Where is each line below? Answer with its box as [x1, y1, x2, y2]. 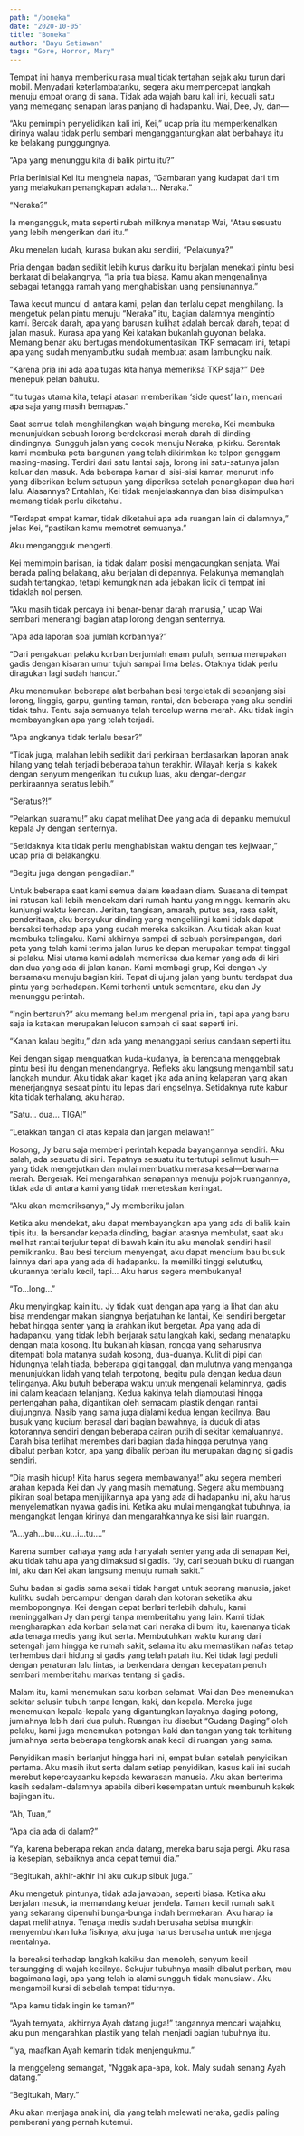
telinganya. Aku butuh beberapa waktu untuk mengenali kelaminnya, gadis [9, 1378, 287, 1389]
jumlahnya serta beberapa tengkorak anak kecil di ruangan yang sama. [9, 1735, 273, 1746]
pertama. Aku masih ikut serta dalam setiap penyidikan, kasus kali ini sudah [9, 1762, 291, 1773]
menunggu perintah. [9, 991, 86, 1002]
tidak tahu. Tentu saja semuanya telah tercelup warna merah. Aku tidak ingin [9, 705, 294, 716]
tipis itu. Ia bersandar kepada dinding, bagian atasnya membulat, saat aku [9, 1227, 284, 1238]
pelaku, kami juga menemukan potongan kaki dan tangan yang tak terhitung [9, 1725, 292, 1736]
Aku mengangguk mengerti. [9, 540, 113, 551]
